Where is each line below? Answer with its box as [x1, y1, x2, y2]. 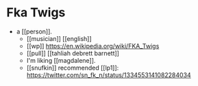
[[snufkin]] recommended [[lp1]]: [26, 63, 119, 72]
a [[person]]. [16, 27, 53, 35]
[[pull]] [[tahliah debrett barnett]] [26, 49, 119, 57]
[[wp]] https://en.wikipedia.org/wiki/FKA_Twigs [26, 42, 160, 50]
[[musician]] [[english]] [26, 34, 92, 42]
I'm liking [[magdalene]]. [26, 56, 96, 64]
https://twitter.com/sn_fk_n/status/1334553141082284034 [26, 70, 191, 79]
